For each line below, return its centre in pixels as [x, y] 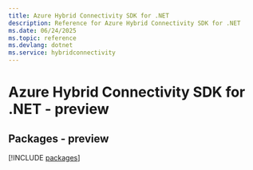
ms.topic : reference [43, 38]
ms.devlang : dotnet [41, 45]
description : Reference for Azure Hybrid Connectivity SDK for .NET [125, 23]
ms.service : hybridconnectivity [62, 53]
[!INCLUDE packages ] [44, 158]
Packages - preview [59, 138]
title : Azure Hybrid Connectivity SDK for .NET [89, 16]
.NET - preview [59, 109]
